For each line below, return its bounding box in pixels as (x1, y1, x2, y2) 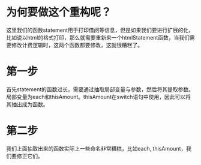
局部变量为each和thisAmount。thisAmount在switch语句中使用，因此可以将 (6, 93, 191, 100)
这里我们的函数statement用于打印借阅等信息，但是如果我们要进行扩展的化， (6, 26, 194, 34)
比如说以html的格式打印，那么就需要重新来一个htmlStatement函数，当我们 (6, 34, 190, 41)
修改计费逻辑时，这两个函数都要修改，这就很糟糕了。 (11, 41, 143, 49)
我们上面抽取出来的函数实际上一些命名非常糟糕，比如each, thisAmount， (6, 145, 187, 152)
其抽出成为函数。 (6, 100, 49, 108)
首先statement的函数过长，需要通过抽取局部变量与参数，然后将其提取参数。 (6, 85, 194, 93)
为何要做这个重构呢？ (6, 5, 112, 19)
